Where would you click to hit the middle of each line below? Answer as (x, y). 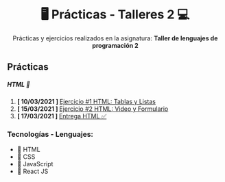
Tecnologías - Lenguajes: (50, 134)
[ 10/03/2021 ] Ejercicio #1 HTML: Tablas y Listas (86, 102)
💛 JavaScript (35, 164)
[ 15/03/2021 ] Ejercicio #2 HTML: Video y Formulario (93, 109)
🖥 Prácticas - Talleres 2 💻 (115, 15)
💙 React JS (33, 171)
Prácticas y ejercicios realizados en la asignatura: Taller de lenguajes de (115, 38)
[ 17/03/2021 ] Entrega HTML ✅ (62, 116)
